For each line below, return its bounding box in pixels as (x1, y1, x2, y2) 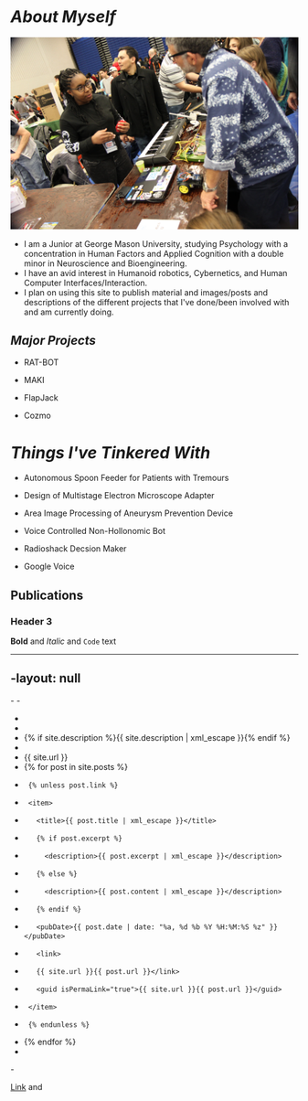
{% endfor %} (23, 1036, 77, 1047)
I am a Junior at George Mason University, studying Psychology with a (23, 238, 289, 249)
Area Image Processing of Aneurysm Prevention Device (23, 508, 234, 518)
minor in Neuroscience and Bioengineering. (23, 258, 187, 269)
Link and (10, 1081, 43, 1092)
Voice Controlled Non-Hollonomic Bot (23, 526, 166, 537)
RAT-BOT (23, 357, 59, 368)
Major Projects (10, 333, 97, 348)
